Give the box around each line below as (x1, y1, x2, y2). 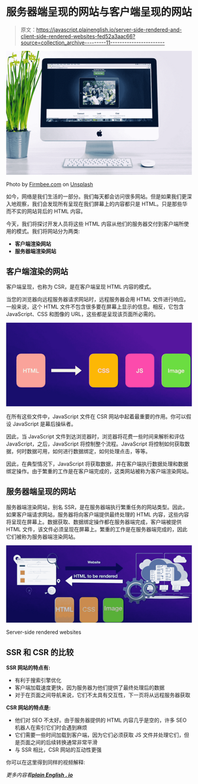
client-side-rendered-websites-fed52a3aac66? (20, 33, 136, 40)
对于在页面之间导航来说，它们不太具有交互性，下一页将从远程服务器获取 (14, 692, 190, 699)
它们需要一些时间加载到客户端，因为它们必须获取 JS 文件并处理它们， (14, 731, 184, 738)
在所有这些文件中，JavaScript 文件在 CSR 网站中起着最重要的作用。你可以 (6, 412, 187, 420)
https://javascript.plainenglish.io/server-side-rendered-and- (36, 26, 182, 33)
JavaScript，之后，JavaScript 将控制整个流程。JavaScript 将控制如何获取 (6, 440, 185, 447)
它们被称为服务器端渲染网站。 (6, 533, 78, 540)
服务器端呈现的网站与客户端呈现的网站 (6, 5, 193, 19)
